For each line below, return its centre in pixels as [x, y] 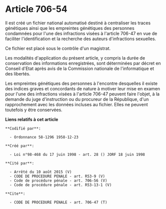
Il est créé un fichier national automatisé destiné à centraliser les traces [78, 23]
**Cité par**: [20, 163]
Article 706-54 [36, 9]
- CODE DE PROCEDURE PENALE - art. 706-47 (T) [58, 202]
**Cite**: [15, 194]
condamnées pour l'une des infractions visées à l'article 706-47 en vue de [81, 33]
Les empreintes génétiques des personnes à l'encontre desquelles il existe [81, 83]
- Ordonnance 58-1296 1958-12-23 [44, 137]
